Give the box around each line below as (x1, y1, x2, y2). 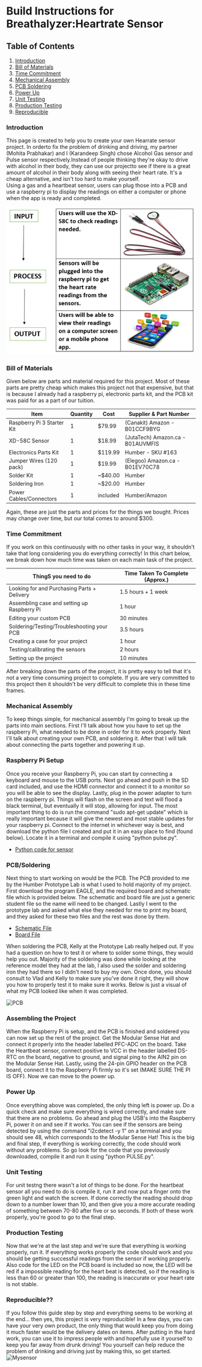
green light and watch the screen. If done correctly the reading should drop (6, 1194, 193, 1201)
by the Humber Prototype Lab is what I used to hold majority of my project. (6, 881, 191, 888)
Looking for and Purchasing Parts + (8, 585, 96, 592)
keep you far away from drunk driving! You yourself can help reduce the (6, 1341, 185, 1348)
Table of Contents (6, 41, 75, 51)
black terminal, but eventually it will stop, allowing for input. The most (6, 802, 178, 809)
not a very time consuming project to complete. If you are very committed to (6, 674, 195, 682)
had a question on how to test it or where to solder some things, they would (6, 949, 194, 956)
